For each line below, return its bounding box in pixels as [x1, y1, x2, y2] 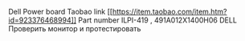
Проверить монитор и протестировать [8, 24, 141, 33]
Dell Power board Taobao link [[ [8, 7, 113, 16]
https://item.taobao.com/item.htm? [112, 7, 227, 16]
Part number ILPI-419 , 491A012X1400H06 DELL [78, 15, 237, 25]
